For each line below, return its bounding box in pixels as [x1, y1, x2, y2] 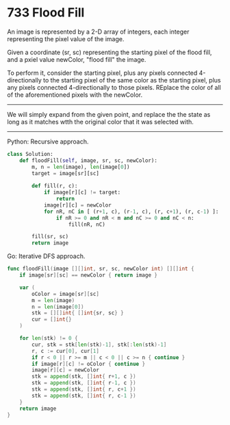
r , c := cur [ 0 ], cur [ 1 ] [31, 347, 99, 354]
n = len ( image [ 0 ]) [31, 303, 84, 310]
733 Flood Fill [7, 5, 85, 21]
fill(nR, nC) [68, 221, 106, 228]
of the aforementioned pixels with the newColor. [7, 91, 142, 99]
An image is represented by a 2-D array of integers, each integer [7, 27, 190, 36]
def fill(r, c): [31, 183, 78, 189]
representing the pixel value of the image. [7, 34, 125, 43]
